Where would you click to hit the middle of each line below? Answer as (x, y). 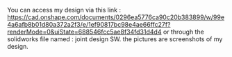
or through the (184, 32)
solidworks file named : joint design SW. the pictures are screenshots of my (115, 39)
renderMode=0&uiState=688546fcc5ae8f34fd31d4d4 (84, 32)
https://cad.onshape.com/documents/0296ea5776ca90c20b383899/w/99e (116, 17)
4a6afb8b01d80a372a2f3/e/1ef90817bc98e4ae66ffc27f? (89, 24)
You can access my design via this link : (64, 10)
